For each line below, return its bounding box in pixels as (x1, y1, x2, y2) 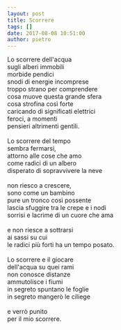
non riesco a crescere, (7, 181, 72, 190)
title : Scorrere (7, 17, 54, 24)
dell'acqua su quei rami (7, 263, 74, 271)
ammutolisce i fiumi (7, 278, 63, 286)
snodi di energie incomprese (7, 77, 89, 86)
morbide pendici (7, 70, 54, 79)
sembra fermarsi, (7, 144, 57, 153)
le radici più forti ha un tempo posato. (7, 241, 115, 249)
